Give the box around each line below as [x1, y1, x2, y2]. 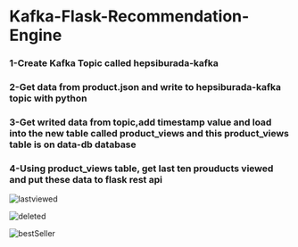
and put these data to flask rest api [9, 173, 163, 185]
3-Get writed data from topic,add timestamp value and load [9, 116, 272, 128]
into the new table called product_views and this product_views [9, 127, 290, 139]
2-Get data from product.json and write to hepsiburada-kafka [9, 81, 281, 94]
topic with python [9, 92, 87, 104]
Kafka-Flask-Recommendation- [9, 6, 250, 27]
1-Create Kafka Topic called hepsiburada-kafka [9, 57, 219, 70]
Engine [9, 25, 62, 45]
